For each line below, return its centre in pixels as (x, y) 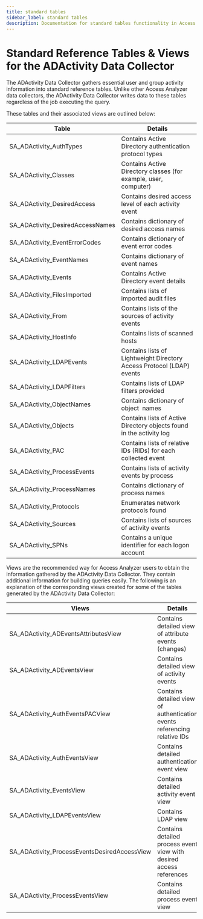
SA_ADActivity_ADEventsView (51, 670)
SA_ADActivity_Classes (42, 175)
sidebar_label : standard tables (47, 18)
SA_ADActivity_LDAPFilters (47, 387)
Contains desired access (156, 196)
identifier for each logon (155, 545)
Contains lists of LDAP (153, 383)
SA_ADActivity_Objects (42, 426)
